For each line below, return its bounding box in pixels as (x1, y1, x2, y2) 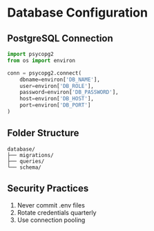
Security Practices (7, 183, 89, 194)
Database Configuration (7, 5, 148, 21)
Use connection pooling (17, 216, 86, 224)
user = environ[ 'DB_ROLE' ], (19, 82, 95, 89)
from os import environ (7, 57, 76, 64)
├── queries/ (7, 158, 45, 165)
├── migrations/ (7, 151, 54, 158)
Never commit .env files (17, 201, 85, 209)
